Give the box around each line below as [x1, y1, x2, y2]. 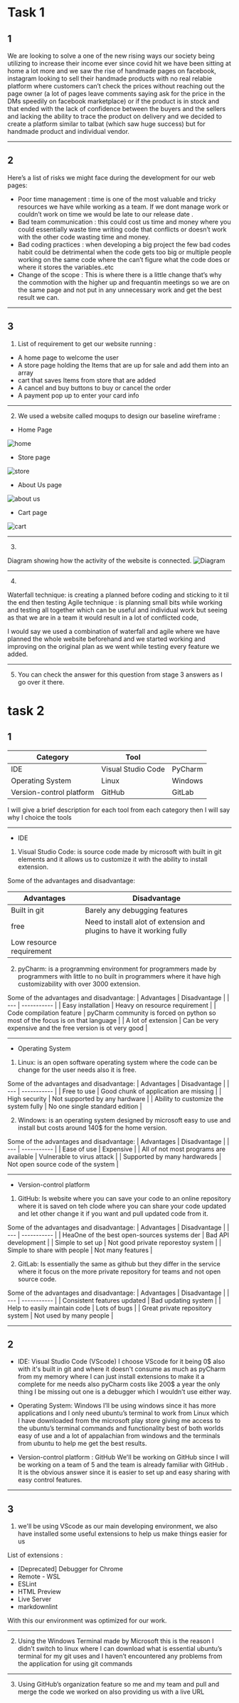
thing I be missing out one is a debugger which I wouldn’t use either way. [17, 1387, 232, 1396]
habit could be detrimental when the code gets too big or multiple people [17, 247, 232, 256]
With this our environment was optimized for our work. [7, 1616, 167, 1625]
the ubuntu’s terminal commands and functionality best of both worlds [17, 1424, 224, 1432]
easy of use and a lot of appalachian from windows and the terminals [17, 1432, 221, 1440]
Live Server [17, 1595, 52, 1603]
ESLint [17, 1580, 37, 1588]
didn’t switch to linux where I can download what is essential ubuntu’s [17, 1645, 223, 1653]
